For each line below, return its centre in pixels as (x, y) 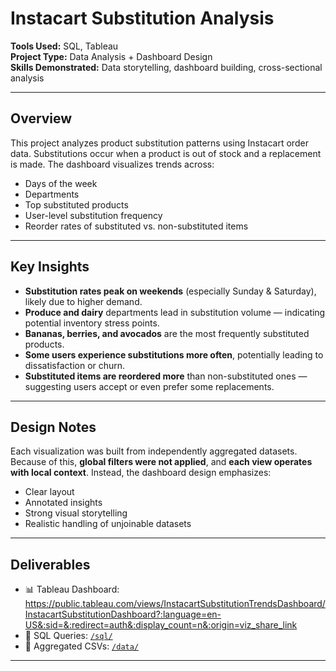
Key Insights (50, 267)
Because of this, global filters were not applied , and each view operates (161, 462)
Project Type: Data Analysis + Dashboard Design (111, 56)
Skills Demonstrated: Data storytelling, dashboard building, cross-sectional (166, 67)
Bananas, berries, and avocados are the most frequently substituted (167, 333)
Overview (41, 118)
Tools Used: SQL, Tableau (64, 46)
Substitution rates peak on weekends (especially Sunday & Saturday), (170, 291)
